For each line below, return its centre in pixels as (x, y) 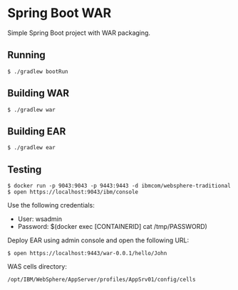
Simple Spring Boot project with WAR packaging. (79, 33)
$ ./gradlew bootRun (38, 71)
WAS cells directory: (37, 267)
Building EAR (37, 131)
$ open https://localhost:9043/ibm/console (73, 192)
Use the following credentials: (51, 205)
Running (27, 55)
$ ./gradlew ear (31, 148)
